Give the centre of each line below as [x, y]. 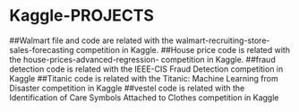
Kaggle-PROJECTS [82, 16]
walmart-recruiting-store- [223, 40]
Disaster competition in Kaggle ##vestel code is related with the [127, 88]
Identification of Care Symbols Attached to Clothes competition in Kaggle [144, 97]
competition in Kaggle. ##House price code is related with [183, 49]
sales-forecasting [42, 49]
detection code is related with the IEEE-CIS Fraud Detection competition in [146, 69]
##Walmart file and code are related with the [92, 40]
